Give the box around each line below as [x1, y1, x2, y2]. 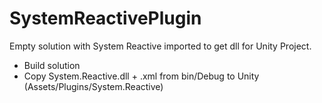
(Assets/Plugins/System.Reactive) [23, 80, 164, 92]
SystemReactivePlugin [9, 7, 202, 30]
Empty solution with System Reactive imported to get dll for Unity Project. [9, 40, 312, 52]
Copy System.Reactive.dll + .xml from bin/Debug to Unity [23, 70, 260, 82]
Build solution [23, 59, 81, 71]
